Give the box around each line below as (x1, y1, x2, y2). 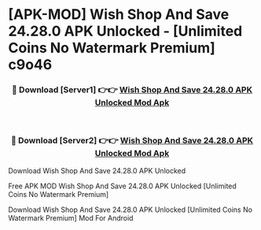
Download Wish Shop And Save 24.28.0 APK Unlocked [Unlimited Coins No (8, 205, 253, 214)
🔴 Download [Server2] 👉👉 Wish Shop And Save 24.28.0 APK (10, 135, 254, 147)
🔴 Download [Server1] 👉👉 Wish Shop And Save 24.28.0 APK (11, 84, 253, 95)
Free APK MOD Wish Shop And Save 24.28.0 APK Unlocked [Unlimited (8, 181, 237, 191)
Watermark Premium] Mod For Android (8, 213, 134, 222)
